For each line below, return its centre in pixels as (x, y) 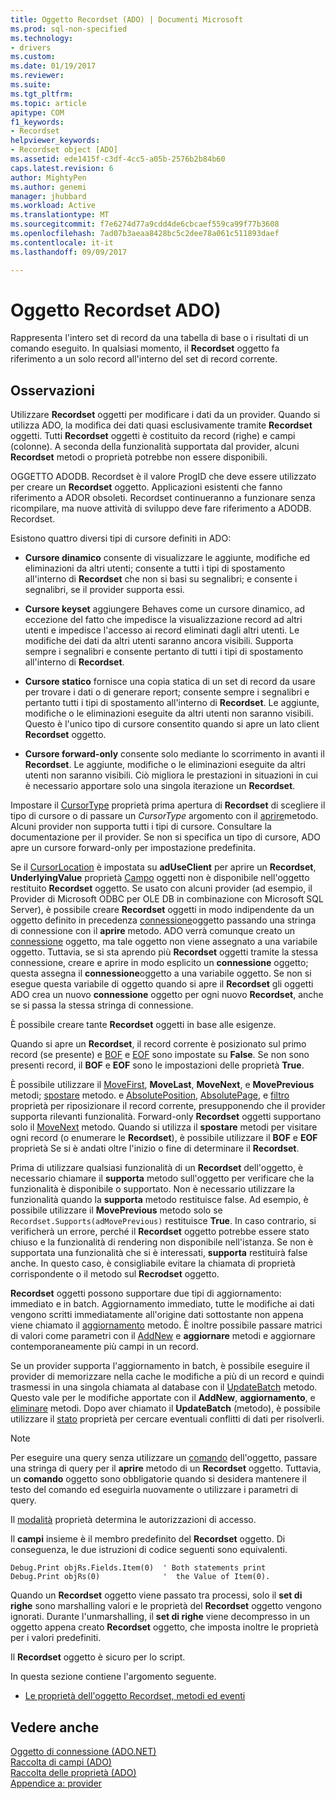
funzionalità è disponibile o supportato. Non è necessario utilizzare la (152, 1189)
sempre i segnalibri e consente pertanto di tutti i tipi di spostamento (164, 652)
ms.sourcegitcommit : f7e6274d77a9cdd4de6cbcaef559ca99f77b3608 (145, 224)
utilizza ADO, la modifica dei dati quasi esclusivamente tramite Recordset (161, 425)
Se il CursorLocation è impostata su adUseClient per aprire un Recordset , (163, 867)
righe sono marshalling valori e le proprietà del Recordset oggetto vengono (166, 1606)
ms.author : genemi (48, 187)
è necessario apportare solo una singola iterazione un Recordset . (160, 786)
